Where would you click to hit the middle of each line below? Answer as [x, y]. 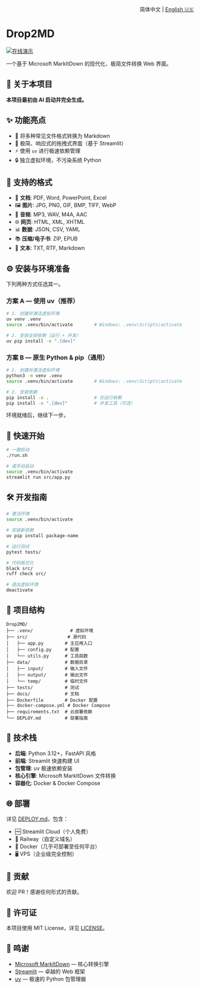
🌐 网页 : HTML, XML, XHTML [50, 222]
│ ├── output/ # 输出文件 [47, 675]
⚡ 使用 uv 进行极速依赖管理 [48, 151]
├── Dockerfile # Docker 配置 [52, 700]
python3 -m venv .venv [34, 376]
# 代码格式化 [20, 563]
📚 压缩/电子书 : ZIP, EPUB [46, 239]
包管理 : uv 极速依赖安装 [43, 768]
